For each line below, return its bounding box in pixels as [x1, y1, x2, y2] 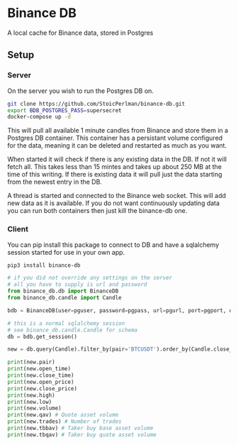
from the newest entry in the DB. [7, 177, 103, 186]
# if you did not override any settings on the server [7, 275, 173, 282]
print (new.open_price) [7, 378, 74, 385]
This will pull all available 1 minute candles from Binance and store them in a [7, 126, 229, 135]
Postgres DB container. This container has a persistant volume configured [7, 133, 223, 143]
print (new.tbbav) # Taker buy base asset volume [7, 424, 154, 432]
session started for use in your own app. [7, 248, 125, 256]
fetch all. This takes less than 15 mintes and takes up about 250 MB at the [7, 163, 222, 171]
